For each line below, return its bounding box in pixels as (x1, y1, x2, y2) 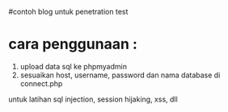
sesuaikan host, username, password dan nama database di (19, 70, 221, 80)
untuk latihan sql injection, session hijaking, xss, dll (8, 94, 178, 104)
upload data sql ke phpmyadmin (19, 61, 128, 71)
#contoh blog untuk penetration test (8, 7, 129, 16)
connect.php (19, 78, 63, 88)
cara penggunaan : (8, 35, 137, 53)
